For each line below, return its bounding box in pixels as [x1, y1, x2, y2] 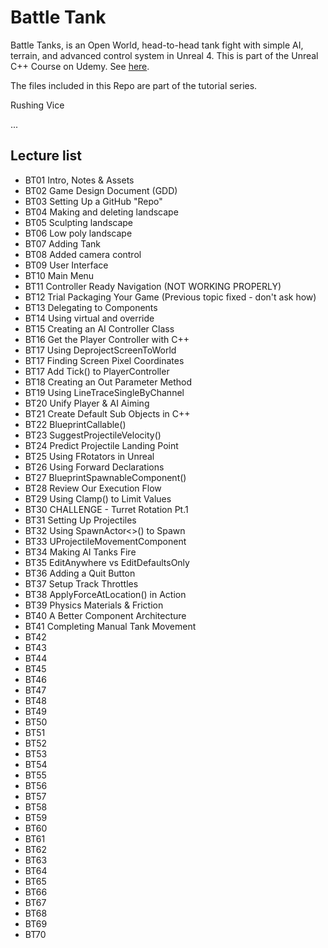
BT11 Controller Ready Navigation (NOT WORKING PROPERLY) [24, 280, 282, 292]
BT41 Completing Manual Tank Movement [24, 620, 197, 632]
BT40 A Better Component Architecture [24, 609, 187, 621]
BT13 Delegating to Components [24, 301, 158, 313]
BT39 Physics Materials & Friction [24, 599, 164, 611]
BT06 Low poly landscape [24, 227, 133, 239]
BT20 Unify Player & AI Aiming [24, 397, 150, 409]
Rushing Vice [10, 99, 65, 111]
